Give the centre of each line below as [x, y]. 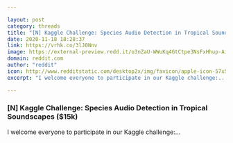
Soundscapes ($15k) [43, 117]
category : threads [34, 26]
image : [17, 52]
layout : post [26, 19]
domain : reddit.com [35, 59]
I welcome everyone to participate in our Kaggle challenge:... [94, 132]
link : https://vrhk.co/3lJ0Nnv [52, 46]
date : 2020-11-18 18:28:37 [46, 39]
